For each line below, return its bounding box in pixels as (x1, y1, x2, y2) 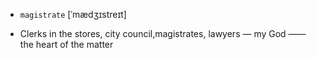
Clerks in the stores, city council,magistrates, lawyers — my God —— (19, 28, 307, 39)
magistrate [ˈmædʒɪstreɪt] (19, 9, 127, 20)
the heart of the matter (19, 39, 114, 50)
